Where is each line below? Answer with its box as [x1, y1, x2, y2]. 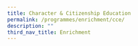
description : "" [7, 22, 54, 29]
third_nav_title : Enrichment [7, 28, 91, 36]
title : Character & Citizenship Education [7, 9, 131, 17]
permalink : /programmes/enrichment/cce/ [7, 16, 126, 23]
